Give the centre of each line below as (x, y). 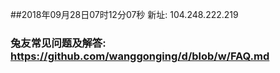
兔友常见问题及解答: (58, 43)
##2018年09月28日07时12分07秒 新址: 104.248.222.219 (124, 14)
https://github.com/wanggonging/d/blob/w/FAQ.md (140, 56)
